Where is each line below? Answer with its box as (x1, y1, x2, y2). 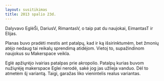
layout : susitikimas (5, 7, 48, 12)
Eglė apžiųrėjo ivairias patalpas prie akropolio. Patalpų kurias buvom (5, 60, 144, 66)
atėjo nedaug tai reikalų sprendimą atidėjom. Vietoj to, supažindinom (5, 45, 145, 51)
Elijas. (5, 30, 17, 36)
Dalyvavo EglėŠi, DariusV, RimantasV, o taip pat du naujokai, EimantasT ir (5, 25, 153, 31)
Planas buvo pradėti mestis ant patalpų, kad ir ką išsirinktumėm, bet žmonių (5, 40, 159, 46)
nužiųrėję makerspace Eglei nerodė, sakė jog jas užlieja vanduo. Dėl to (5, 65, 149, 71)
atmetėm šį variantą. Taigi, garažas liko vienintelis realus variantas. (5, 70, 141, 76)
